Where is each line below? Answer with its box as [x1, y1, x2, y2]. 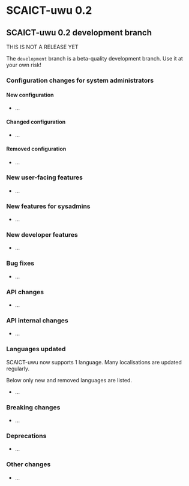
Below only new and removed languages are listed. [6, 376, 132, 384]
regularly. [6, 365, 30, 372]
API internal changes [6, 316, 68, 324]
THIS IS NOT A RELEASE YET [6, 43, 79, 50]
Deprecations [6, 431, 47, 440]
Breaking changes [6, 403, 61, 411]
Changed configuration [6, 118, 66, 125]
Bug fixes [6, 259, 35, 267]
